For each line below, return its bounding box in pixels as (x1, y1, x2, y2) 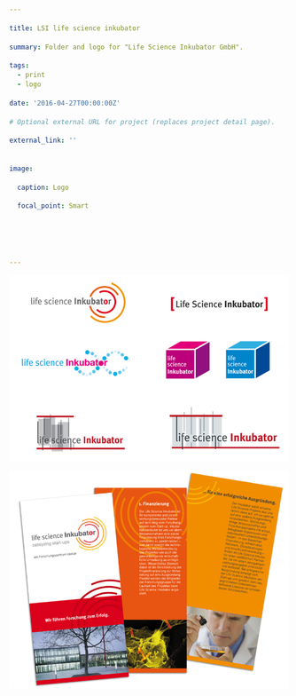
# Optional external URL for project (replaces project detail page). (9, 117, 276, 126)
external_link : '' (9, 136, 77, 146)
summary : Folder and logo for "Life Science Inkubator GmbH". (9, 43, 244, 51)
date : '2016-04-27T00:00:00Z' (9, 99, 121, 107)
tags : (9, 61, 29, 70)
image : (9, 164, 34, 173)
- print (17, 71, 46, 80)
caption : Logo (17, 183, 69, 192)
